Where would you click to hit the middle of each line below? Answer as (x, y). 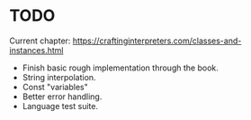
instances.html (36, 50)
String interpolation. (59, 77)
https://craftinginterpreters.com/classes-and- (157, 41)
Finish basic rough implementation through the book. (120, 68)
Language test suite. (60, 106)
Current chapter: (40, 41)
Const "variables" (55, 87)
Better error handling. (62, 97)
